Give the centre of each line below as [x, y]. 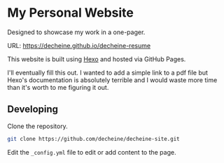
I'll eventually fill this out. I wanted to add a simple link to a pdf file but [108, 72]
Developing [33, 109]
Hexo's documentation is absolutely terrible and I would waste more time [112, 80]
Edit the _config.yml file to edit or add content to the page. [92, 152]
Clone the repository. [37, 126]
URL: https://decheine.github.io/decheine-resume [79, 45]
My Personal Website [71, 13]
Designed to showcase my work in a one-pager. [76, 32]
